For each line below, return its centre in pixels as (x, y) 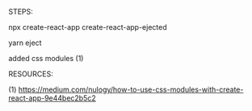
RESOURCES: (31, 74)
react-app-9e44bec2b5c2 (52, 98)
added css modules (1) (46, 58)
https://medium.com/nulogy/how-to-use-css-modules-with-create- (131, 89)
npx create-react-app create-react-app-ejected (88, 27)
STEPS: (21, 12)
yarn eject (25, 43)
